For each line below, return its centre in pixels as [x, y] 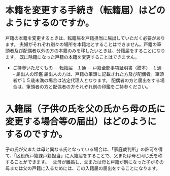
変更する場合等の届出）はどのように [81, 122]
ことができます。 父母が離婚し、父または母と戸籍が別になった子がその [89, 162]
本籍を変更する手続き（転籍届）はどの [86, 10]
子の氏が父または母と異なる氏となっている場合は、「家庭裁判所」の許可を [82, 149]
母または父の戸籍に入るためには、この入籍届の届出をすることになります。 [83, 168]
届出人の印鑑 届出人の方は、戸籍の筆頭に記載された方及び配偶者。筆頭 [90, 74]
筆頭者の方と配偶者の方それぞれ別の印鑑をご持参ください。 [88, 86]
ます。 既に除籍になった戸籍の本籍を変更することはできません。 [72, 57]
